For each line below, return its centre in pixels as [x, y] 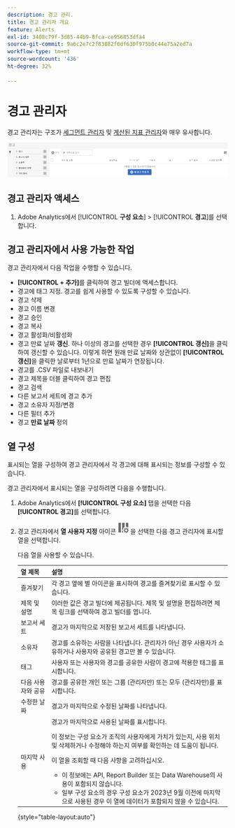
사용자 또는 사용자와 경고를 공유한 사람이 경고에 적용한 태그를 [134, 662]
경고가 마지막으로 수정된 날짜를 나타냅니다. [109, 706]
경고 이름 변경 [36, 309]
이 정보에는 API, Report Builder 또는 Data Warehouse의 [138, 775]
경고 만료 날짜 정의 [43, 422]
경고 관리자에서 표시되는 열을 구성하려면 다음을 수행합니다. [87, 488]
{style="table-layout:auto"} [56, 817]
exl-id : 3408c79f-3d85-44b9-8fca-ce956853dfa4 [76, 37]
